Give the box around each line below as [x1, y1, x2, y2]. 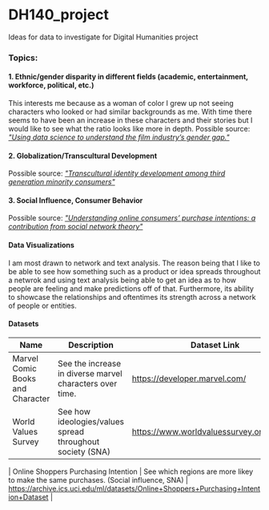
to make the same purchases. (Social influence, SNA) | [8, 475, 188, 484]
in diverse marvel [57, 367, 122, 378]
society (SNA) [57, 446, 110, 457]
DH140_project [8, 6, 110, 24]
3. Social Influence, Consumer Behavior [8, 195, 143, 205]
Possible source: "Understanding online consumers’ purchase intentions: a [8, 213, 256, 223]
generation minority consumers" [8, 177, 115, 187]
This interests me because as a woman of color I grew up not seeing [8, 99, 234, 108]
